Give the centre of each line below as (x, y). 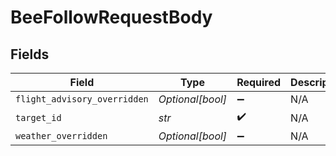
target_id (38, 117)
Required (259, 82)
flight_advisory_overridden (82, 99)
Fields (30, 54)
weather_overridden (61, 136)
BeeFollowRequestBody (111, 17)
